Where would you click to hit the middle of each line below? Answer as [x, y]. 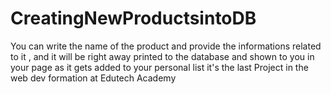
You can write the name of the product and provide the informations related [166, 46]
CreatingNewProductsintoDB [133, 18]
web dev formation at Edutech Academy [93, 78]
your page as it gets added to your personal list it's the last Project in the [159, 67]
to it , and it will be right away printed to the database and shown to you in [162, 56]
